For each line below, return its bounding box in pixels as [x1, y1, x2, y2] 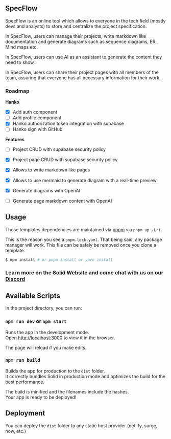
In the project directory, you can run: [5, 305, 82, 311]
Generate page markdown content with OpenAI [12, 197, 112, 204]
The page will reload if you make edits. [5, 345, 87, 351]
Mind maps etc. [5, 43, 38, 50]
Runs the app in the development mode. [5, 330, 89, 336]
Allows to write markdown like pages [12, 167, 90, 173]
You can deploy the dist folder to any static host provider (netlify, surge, [5, 422, 158, 429]
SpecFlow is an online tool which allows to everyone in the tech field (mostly [5, 17, 166, 24]
